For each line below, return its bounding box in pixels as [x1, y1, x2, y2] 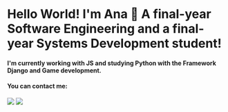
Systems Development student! [36, 36, 222, 51]
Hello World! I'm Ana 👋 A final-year [7, 6, 212, 22]
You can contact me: [7, 82, 68, 91]
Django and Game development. [7, 66, 102, 75]
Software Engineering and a [7, 21, 170, 37]
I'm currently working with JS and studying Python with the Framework [7, 59, 216, 67]
